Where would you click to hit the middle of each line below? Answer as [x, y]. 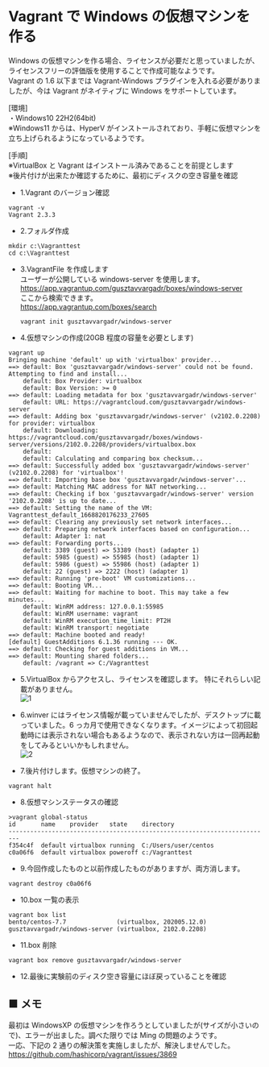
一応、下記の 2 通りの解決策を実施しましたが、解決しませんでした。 [122, 1045]
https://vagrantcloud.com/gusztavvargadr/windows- [160, 402]
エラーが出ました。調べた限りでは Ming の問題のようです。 [123, 1035]
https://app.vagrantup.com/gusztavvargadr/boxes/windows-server [131, 288]
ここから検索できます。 [59, 297]
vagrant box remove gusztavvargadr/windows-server [95, 960]
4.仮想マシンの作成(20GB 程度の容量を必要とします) [107, 337]
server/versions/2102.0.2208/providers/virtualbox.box [102, 444]
